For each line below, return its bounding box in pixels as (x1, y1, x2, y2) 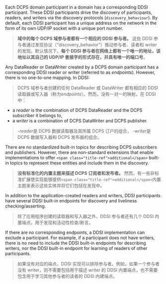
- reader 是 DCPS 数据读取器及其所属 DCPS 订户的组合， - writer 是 (17, 128, 151, 134)
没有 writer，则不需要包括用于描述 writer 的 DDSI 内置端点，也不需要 (17, 267, 158, 273)
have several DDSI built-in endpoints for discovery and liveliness (5, 198, 137, 204)
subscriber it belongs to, (12, 113, 63, 118)
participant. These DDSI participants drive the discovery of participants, (5, 9, 153, 15)
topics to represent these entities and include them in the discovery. (9, 160, 149, 166)
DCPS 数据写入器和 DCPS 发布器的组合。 (17, 134, 102, 140)
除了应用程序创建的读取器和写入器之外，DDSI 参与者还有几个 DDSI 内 (17, 213, 160, 219)
